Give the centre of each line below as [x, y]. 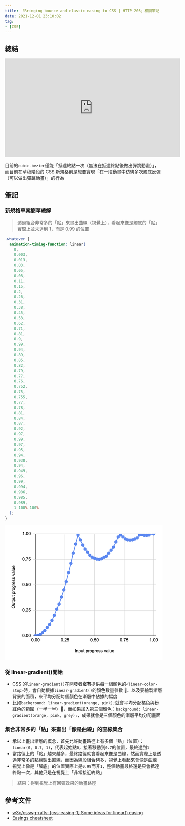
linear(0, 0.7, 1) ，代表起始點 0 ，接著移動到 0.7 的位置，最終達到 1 [81, 747]
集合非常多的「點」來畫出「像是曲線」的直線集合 [64, 729]
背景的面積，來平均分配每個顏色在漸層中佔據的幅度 [65, 696]
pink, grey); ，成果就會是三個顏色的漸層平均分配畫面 [105, 715]
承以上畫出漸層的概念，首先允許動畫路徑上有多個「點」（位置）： [78, 741]
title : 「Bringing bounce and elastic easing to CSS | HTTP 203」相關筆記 [82, 11]
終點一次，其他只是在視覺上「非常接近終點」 [58, 772]
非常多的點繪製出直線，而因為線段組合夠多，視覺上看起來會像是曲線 [87, 760]
